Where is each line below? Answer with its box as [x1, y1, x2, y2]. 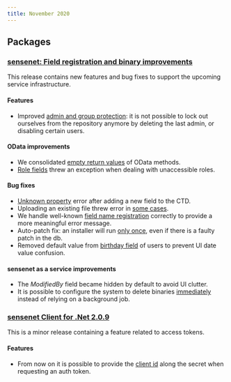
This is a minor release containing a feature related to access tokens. [7, 328, 205, 337]
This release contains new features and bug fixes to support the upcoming [7, 72, 221, 81]
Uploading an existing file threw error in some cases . [17, 204, 169, 213]
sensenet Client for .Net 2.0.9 [7, 312, 110, 322]
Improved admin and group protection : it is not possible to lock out [17, 112, 209, 120]
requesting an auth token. [17, 367, 91, 375]
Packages [7, 36, 51, 48]
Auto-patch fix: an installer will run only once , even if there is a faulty [17, 226, 215, 234]
